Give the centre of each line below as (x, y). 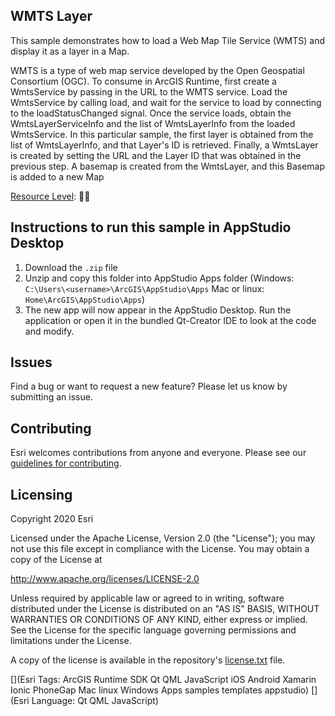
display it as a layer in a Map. (70, 51)
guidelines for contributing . (66, 463)
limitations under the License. (71, 641)
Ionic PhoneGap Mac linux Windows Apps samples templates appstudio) (160, 690)
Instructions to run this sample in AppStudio (151, 227)
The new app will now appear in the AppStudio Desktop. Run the (158, 310)
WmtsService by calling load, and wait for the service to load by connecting (166, 102)
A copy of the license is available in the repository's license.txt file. (148, 660)
